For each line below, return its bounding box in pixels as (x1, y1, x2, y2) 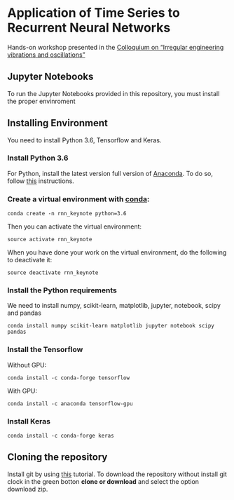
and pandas (7, 309, 42, 317)
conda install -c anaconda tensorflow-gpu (7, 400, 133, 407)
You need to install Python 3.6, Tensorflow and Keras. (7, 135, 162, 144)
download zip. (7, 485, 48, 493)
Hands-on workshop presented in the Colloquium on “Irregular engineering (7, 43, 224, 51)
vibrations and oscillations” (7, 50, 85, 59)
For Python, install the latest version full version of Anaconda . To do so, (7, 169, 214, 177)
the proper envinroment (7, 97, 76, 105)
